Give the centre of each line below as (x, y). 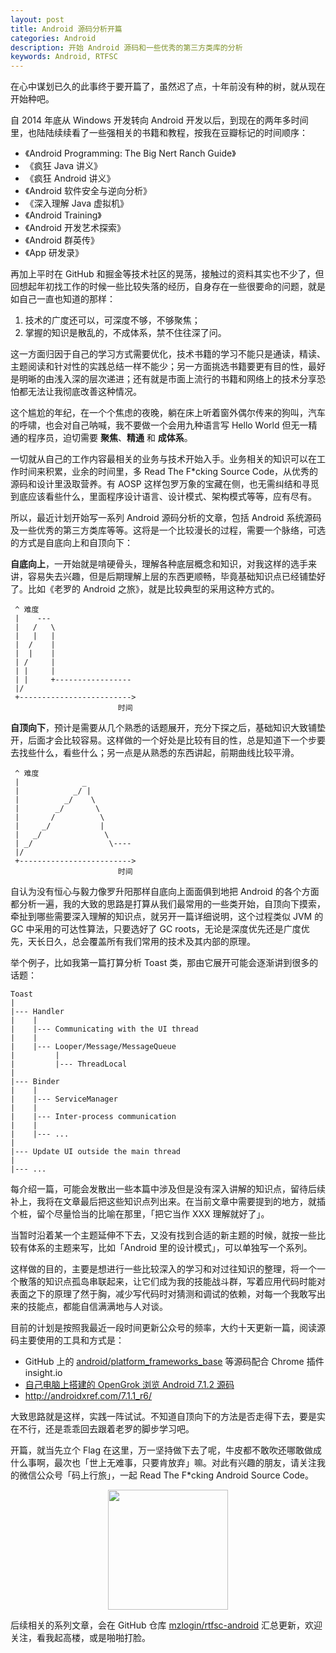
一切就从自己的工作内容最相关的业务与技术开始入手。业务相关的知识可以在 (163, 459)
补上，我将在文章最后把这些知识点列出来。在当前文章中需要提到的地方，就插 (168, 1202)
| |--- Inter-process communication (93, 1117)
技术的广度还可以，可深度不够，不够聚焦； (112, 320)
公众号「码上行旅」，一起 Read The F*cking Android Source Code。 (175, 1475)
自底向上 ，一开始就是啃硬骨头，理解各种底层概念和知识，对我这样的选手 (159, 564)
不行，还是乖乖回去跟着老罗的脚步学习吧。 (106, 1429)
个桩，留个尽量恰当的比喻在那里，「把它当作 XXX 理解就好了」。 (140, 1214)
